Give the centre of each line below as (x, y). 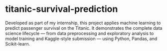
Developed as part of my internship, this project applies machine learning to (83, 23)
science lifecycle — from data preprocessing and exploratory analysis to (80, 33)
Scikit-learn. (18, 44)
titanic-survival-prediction (62, 9)
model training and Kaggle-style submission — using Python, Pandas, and (81, 39)
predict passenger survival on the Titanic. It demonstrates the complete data (84, 28)
